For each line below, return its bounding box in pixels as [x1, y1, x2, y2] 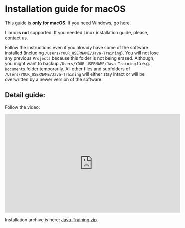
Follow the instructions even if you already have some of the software [5, 44, 149, 50]
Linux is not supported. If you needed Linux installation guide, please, [5, 29, 149, 35]
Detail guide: [5, 91, 46, 99]
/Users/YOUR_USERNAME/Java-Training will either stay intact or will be [5, 71, 145, 77]
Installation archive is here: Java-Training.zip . [5, 216, 98, 223]
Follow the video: [5, 104, 40, 110]
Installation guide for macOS [5, 3, 126, 15]
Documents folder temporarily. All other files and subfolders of [5, 66, 131, 72]
